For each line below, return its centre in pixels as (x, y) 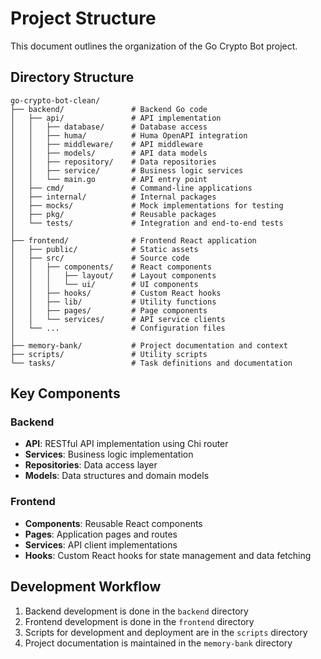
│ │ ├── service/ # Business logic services (127, 170)
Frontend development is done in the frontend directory (139, 621)
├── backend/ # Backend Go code (109, 109)
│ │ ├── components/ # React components (111, 267)
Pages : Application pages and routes (101, 534)
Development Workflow (86, 587)
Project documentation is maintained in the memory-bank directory (158, 643)
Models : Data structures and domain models (117, 476)
